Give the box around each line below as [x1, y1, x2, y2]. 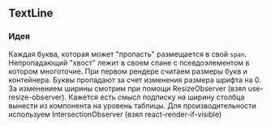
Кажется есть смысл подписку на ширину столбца [68, 92, 245, 102]
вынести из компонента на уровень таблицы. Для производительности [8, 100, 257, 110]
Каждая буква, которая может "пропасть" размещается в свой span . [8, 49, 247, 59]
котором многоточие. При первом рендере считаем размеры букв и [8, 66, 247, 76]
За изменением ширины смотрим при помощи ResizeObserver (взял [8, 83, 247, 93]
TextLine [8, 6, 54, 20]
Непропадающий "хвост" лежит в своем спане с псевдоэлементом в [8, 57, 250, 67]
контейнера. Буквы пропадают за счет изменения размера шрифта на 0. [8, 74, 262, 84]
